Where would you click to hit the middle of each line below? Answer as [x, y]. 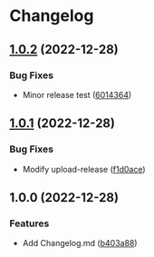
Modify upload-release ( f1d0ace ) [84, 169]
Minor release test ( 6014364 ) [77, 94]
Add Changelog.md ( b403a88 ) [80, 243]
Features [29, 223]
